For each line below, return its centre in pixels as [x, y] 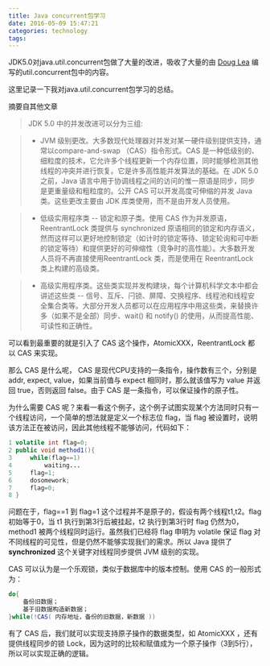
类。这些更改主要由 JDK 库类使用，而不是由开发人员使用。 [137, 201]
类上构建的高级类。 [72, 269]
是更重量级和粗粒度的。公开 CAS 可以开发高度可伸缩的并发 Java [146, 191]
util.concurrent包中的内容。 [68, 72]
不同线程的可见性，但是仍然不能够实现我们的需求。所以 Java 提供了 [121, 542]
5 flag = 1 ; [32, 473]
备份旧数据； [41, 602]
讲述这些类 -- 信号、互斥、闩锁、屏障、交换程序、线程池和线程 [144, 296]
